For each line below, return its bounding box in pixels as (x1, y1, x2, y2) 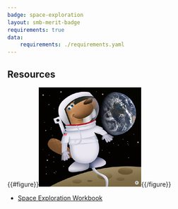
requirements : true (7, 26, 65, 33)
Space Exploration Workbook (17, 193, 103, 202)
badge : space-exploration (7, 11, 83, 18)
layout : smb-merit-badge (7, 18, 81, 26)
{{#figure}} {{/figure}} (7, 180, 172, 189)
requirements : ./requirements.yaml (20, 41, 125, 49)
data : (7, 34, 23, 41)
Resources (7, 68, 56, 80)
